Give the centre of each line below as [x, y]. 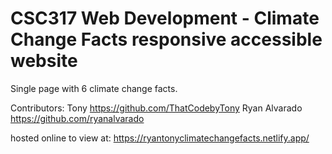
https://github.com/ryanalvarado [77, 118]
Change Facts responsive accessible [166, 39]
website [44, 61]
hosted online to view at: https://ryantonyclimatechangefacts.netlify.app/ [160, 138]
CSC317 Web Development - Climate [165, 18]
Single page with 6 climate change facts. [94, 88]
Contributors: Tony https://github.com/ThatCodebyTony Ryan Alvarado [156, 108]
